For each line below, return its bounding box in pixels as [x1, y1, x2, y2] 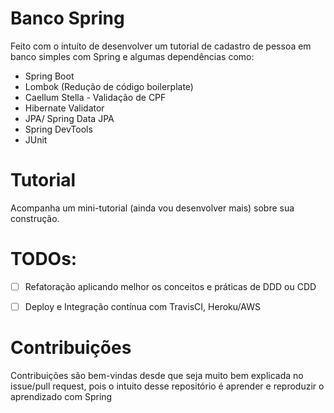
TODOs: [10, 248, 78, 271]
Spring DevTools [24, 123, 93, 135]
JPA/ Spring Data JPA [24, 112, 115, 124]
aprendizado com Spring [10, 390, 113, 402]
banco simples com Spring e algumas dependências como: [10, 50, 255, 62]
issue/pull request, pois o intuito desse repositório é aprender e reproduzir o [10, 380, 325, 392]
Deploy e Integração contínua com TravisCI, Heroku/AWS [24, 300, 261, 312]
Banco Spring [10, 7, 125, 30]
